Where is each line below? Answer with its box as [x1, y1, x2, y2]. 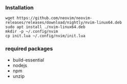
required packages [5, 45, 53, 52]
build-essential [12, 57, 44, 63]
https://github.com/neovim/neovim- [16, 16, 93, 21]
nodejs [12, 62, 27, 68]
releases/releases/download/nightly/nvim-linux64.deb [5, 20, 122, 25]
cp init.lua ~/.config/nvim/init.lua [5, 34, 86, 39]
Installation [5, 4, 34, 11]
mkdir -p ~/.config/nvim [5, 29, 58, 34]
